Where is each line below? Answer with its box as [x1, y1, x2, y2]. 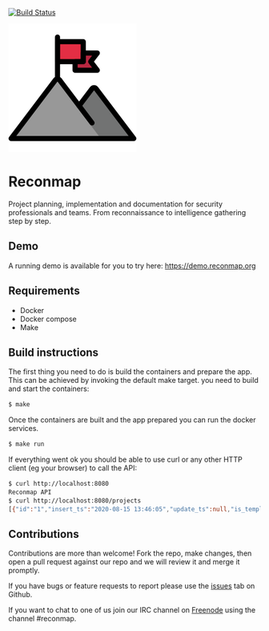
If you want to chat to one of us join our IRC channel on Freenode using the [8, 605, 256, 615]
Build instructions [8, 345, 98, 359]
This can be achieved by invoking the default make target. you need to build [8, 376, 259, 385]
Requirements [8, 284, 80, 298]
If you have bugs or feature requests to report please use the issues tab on [8, 581, 255, 591]
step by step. [8, 216, 52, 226]
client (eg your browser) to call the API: [8, 463, 138, 473]
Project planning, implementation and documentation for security [8, 199, 223, 209]
